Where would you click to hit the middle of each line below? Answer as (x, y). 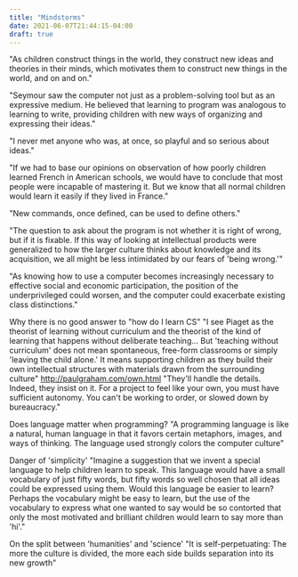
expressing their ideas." (52, 124)
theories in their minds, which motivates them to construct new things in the (148, 69)
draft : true (31, 34)
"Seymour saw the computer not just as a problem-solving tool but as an (142, 95)
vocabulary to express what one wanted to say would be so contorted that (145, 508)
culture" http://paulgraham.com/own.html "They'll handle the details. (135, 378)
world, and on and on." (51, 78)
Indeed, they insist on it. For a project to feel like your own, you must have (145, 388)
